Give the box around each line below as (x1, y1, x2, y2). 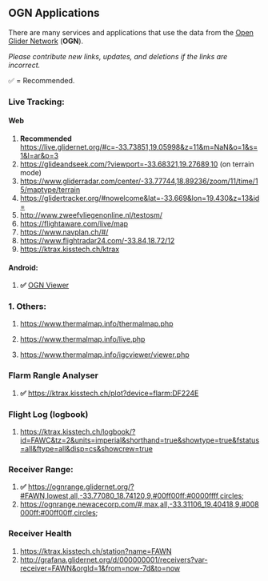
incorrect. (8, 60, 41, 70)
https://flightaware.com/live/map (19, 218, 129, 228)
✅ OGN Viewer (19, 280, 70, 290)
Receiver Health (8, 528, 72, 539)
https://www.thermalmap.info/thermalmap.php (19, 319, 174, 329)
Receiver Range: (8, 463, 74, 475)
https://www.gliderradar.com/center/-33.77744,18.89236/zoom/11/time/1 (19, 176, 258, 186)
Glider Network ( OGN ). (8, 36, 84, 46)
